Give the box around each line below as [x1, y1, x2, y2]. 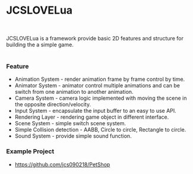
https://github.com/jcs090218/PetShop [14, 161, 110, 168]
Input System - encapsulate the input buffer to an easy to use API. [14, 107, 176, 115]
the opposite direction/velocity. [14, 101, 91, 108]
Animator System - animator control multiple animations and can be [14, 82, 180, 89]
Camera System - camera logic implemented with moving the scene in [14, 94, 187, 102]
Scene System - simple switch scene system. [14, 120, 126, 127]
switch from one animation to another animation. [14, 88, 134, 96]
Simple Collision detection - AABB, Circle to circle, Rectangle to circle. [14, 126, 186, 134]
